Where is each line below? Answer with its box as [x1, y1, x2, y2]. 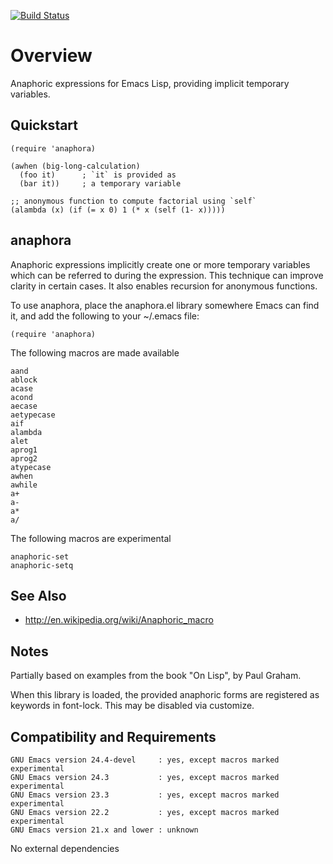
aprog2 [10, 453, 38, 464]
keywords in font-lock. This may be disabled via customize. [10, 700, 255, 712]
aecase [10, 401, 38, 411]
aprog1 [10, 445, 38, 455]
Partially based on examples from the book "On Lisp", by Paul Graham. [10, 670, 302, 682]
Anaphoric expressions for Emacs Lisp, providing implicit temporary [10, 77, 290, 89]
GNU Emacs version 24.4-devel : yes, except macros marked [10, 755, 280, 765]
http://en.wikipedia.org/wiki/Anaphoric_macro [24, 614, 214, 626]
